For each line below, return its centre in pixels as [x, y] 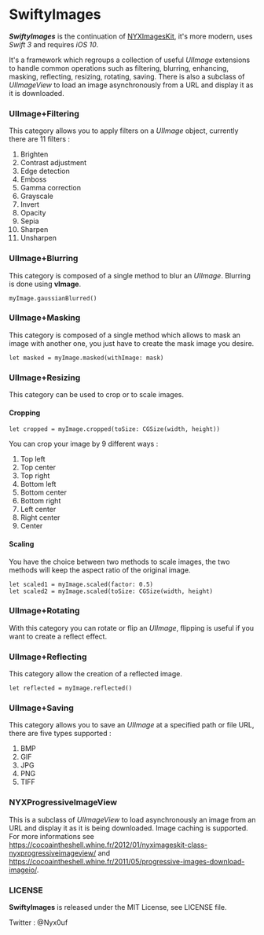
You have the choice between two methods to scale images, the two [119, 561]
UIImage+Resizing [45, 377]
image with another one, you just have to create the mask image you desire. [132, 343]
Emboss [33, 179]
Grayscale [37, 196]
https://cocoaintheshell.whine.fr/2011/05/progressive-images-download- [127, 861]
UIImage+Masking [45, 318]
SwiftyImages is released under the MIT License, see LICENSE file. [118, 907]
